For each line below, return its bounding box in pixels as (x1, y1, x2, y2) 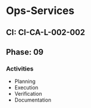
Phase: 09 (6, 47, 43, 57)
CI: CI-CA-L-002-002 (6, 27, 85, 37)
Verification (14, 90, 42, 97)
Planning (14, 78, 36, 85)
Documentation (14, 96, 52, 103)
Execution (14, 84, 39, 91)
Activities (6, 64, 34, 72)
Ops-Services (6, 4, 75, 18)
